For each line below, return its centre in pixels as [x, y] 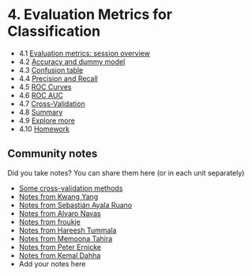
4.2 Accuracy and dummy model [72, 62]
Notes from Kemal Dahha [60, 255]
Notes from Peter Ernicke [60, 247]
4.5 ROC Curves [45, 87]
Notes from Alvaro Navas [60, 213]
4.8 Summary [41, 112]
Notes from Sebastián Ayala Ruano [75, 205]
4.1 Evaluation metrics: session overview [85, 53]
